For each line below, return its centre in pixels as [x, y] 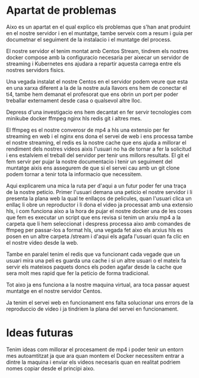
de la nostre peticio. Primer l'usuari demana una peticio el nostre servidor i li [99, 192]
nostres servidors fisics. [36, 70]
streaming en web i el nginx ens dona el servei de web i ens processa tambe [100, 136]
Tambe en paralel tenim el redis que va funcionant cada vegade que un [93, 254]
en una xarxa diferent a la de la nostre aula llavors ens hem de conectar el [97, 88]
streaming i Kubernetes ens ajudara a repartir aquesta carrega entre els [94, 64]
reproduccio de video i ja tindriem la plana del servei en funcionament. [92, 309]
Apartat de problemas [61, 10]
